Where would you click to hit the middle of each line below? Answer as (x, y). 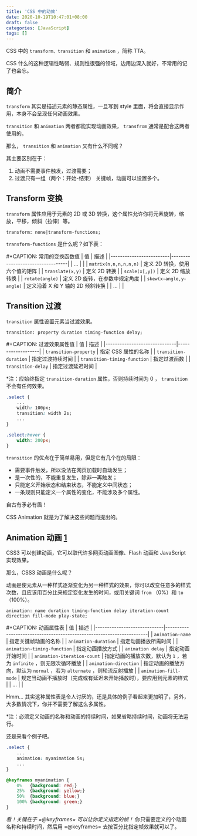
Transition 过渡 (34, 306)
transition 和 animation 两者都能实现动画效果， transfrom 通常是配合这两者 (98, 126)
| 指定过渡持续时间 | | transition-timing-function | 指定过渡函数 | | (109, 358)
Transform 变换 (34, 198)
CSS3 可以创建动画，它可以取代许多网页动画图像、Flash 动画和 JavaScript (96, 553)
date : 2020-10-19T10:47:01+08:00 (47, 17)
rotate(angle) (41, 279)
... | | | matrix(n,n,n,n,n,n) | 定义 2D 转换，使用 (131, 263)
